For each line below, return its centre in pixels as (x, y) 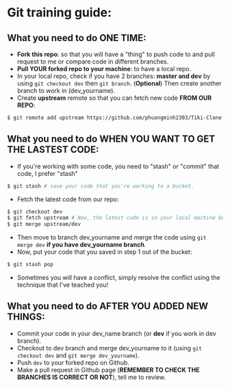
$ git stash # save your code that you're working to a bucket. (101, 186)
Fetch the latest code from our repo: (68, 199)
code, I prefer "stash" (48, 173)
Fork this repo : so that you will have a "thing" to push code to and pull (116, 54)
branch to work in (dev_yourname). (66, 91)
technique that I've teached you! (63, 285)
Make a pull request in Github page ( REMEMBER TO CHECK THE (108, 370)
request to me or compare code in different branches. (93, 62)
